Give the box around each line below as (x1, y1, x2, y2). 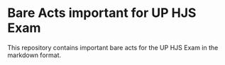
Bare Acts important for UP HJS (7, 5, 197, 21)
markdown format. (7, 51, 62, 59)
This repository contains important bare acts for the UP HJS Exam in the (7, 43, 219, 52)
